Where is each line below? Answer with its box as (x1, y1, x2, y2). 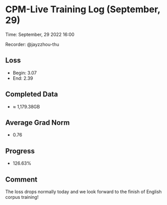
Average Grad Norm (5, 118, 70, 127)
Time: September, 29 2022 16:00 (5, 31, 75, 37)
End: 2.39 (12, 75, 33, 81)
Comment (5, 175, 38, 184)
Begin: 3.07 (12, 70, 37, 76)
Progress (5, 147, 35, 155)
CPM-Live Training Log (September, (5, 4, 161, 15)
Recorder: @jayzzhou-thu (5, 41, 60, 47)
